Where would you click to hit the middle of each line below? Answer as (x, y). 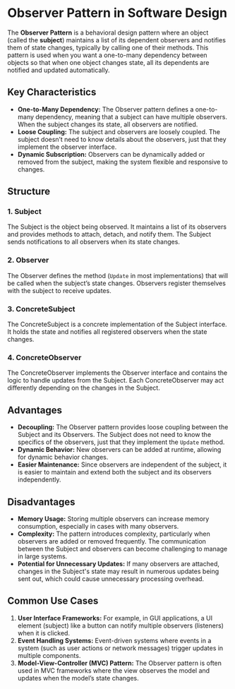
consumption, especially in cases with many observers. (98, 526)
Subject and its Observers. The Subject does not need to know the (114, 435)
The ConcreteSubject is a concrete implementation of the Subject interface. (117, 324)
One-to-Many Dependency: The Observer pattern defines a (106, 109)
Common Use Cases (53, 601)
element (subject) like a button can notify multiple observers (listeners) (121, 625)
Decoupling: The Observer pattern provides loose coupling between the (123, 427)
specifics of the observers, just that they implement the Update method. (121, 442)
